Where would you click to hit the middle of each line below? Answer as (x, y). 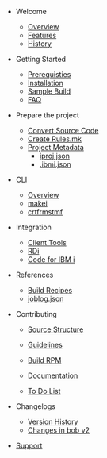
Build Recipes (50, 290)
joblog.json (46, 298)
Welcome (31, 12)
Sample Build (49, 91)
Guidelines (45, 345)
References (34, 275)
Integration (33, 227)
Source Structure (55, 329)
